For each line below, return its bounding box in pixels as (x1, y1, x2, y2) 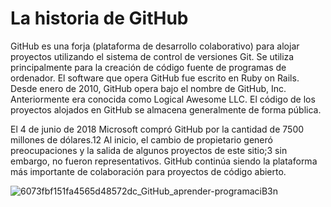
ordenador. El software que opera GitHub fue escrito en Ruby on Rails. (10, 72, 300, 84)
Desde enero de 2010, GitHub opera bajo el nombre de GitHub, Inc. (10, 82, 287, 94)
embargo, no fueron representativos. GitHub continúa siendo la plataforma (10, 155, 318, 167)
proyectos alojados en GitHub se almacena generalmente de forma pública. (10, 103, 322, 116)
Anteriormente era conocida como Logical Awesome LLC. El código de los (10, 93, 316, 105)
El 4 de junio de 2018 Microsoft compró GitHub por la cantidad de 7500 (10, 123, 305, 135)
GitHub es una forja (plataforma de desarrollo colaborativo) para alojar (10, 40, 300, 52)
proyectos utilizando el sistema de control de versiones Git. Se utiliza (10, 50, 295, 62)
